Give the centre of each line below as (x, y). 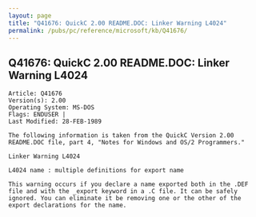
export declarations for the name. (68, 205)
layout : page (30, 16)
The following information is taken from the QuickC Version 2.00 (121, 136)
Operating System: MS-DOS (51, 108)
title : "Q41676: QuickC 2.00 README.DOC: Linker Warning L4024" (118, 23)
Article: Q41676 (35, 94)
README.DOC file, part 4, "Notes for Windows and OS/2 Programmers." (127, 143)
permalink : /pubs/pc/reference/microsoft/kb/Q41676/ (98, 30)
